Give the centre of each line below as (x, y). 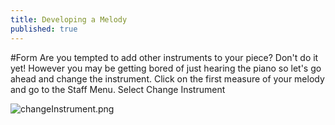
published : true (44, 29)
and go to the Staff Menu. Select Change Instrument (118, 89)
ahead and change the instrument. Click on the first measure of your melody (167, 78)
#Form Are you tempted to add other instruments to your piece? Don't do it (164, 57)
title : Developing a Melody (69, 19)
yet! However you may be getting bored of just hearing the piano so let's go (166, 68)
